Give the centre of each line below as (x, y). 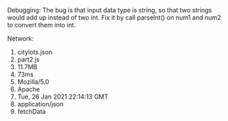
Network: (21, 38)
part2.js (28, 59)
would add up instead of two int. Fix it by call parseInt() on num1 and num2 (114, 17)
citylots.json (35, 52)
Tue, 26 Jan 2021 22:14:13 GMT (63, 97)
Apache (29, 89)
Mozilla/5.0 (33, 82)
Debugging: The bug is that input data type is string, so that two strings (110, 10)
